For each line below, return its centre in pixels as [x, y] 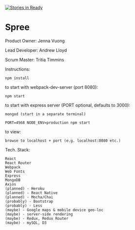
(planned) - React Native [31, 193]
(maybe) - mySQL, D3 [26, 223]
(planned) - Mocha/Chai [29, 197]
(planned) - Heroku [25, 188]
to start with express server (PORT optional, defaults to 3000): [68, 105]
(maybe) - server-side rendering [39, 214]
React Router [18, 163]
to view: [13, 131]
